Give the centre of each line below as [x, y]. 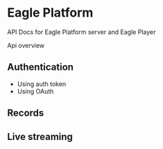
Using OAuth [35, 91]
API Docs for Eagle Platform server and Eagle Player [81, 32]
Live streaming [40, 137]
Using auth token [42, 84]
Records [26, 113]
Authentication [41, 67]
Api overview [26, 45]
